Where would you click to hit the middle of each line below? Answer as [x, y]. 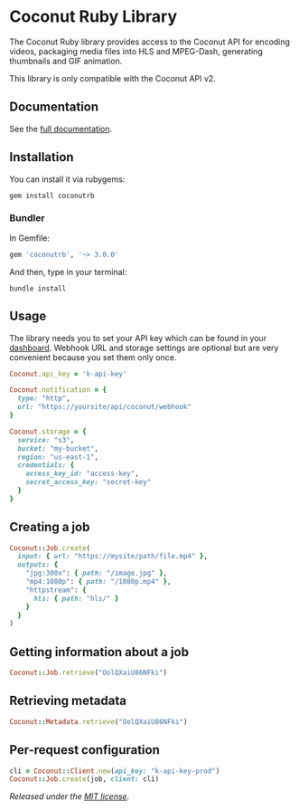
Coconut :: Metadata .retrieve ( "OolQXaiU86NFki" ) [98, 721]
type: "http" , [44, 399]
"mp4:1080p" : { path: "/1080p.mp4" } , [98, 582]
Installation [42, 157]
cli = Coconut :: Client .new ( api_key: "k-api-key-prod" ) [115, 771]
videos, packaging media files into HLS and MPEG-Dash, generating [136, 51]
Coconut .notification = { [58, 390]
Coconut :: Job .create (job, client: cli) [84, 779]
